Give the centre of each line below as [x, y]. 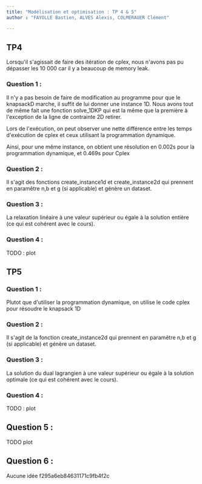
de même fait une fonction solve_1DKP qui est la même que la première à [97, 110]
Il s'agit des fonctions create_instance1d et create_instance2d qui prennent [100, 182]
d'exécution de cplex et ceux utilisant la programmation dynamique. [91, 135]
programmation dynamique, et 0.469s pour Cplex [68, 153]
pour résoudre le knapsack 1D [43, 309]
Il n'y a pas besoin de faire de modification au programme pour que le [93, 97]
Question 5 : [30, 427]
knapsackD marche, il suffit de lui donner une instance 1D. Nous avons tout [100, 104]
